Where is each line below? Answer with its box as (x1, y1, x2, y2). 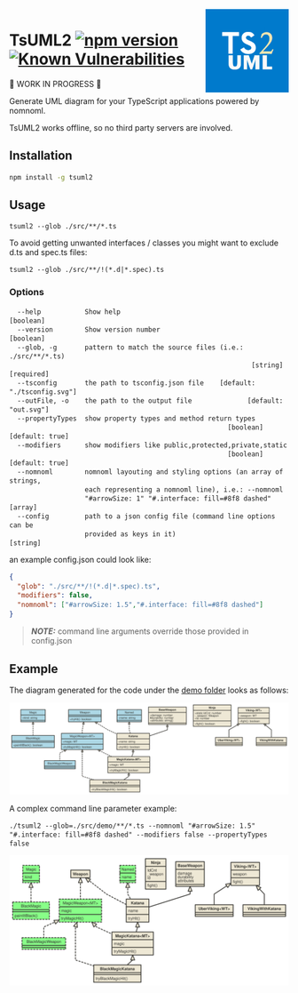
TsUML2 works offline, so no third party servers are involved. (9, 122, 233, 132)
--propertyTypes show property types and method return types (17, 413, 255, 423)
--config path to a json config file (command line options (17, 511, 276, 521)
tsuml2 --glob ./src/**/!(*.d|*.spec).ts (9, 266, 165, 275)
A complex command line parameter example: (9, 804, 177, 814)
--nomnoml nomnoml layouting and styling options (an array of (17, 467, 284, 476)
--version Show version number (17, 324, 161, 334)
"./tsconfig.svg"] (9, 387, 77, 396)
